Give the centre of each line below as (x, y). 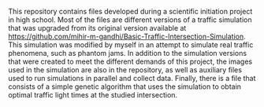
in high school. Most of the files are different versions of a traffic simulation (130, 20)
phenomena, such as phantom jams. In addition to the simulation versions (127, 53)
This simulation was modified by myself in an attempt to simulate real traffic (131, 45)
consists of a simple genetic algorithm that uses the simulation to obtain (125, 87)
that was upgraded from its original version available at (97, 28)
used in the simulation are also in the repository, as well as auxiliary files (125, 70)
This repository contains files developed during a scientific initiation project (130, 11)
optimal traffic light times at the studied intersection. (93, 95)
